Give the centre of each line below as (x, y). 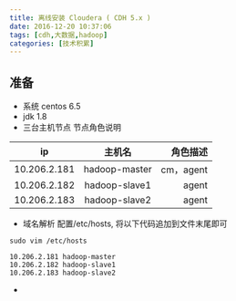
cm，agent (184, 170)
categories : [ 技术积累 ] (51, 43)
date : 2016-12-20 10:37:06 (61, 26)
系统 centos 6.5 (51, 107)
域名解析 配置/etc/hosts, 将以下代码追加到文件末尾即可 (125, 223)
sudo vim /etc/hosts (49, 241)
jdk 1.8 (35, 117)
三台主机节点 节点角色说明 (72, 128)
